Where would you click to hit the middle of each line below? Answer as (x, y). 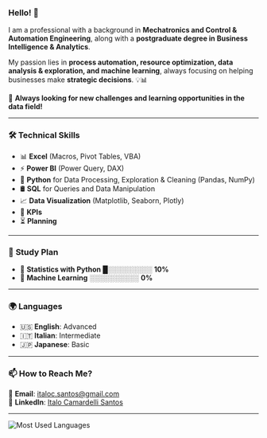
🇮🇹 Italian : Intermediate (60, 336)
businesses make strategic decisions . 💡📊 (78, 80)
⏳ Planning (38, 221)
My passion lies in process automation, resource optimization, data (121, 62)
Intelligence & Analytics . (49, 47)
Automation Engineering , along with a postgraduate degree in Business (128, 38)
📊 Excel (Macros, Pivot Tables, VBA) (80, 156)
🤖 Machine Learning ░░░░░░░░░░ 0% (86, 277)
